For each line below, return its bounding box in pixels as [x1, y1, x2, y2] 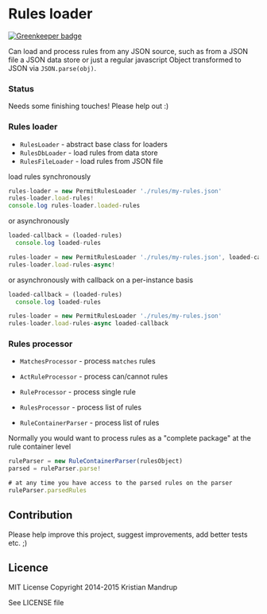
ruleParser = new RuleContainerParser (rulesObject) [8, 457, 183, 465]
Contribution [8, 508, 73, 522]
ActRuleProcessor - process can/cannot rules [19, 371, 168, 382]
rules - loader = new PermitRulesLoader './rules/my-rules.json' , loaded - [8, 253, 254, 261]
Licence [8, 562, 49, 575]
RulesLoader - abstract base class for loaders [19, 139, 168, 149]
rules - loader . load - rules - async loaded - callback [8, 320, 169, 328]
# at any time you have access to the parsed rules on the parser [8, 479, 233, 488]
